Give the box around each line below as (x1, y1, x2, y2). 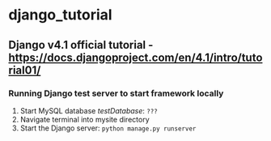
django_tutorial (8, 6, 112, 24)
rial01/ (8, 63, 41, 77)
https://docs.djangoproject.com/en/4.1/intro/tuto (8, 50, 263, 64)
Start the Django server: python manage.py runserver (19, 123, 197, 133)
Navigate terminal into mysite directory (19, 114, 150, 124)
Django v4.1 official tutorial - (8, 38, 154, 52)
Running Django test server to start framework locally (8, 88, 224, 99)
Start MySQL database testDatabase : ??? (19, 105, 158, 115)
